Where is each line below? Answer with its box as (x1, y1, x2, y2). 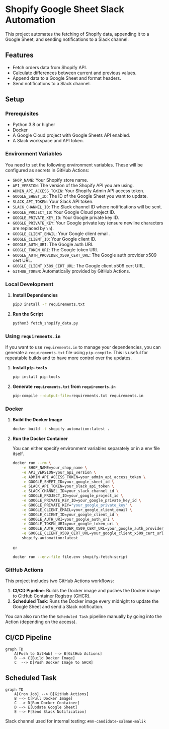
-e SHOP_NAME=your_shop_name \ (22, 465, 88, 470)
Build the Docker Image (12, 417, 63, 423)
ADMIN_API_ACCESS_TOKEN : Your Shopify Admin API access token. (12, 188, 144, 194)
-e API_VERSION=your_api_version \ (22, 470, 97, 475)
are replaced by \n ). (12, 225, 54, 231)
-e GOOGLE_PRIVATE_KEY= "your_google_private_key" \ (22, 502, 132, 508)
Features (5, 51, 34, 60)
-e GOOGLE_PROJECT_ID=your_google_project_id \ (22, 493, 123, 498)
